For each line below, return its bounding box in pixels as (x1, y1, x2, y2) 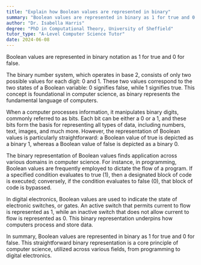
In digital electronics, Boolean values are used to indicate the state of (6, 196, 178, 203)
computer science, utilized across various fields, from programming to (6, 246, 181, 252)
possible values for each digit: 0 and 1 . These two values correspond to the (6, 78, 193, 85)
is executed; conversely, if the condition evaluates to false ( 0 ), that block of (6, 178, 193, 184)
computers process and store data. (6, 221, 93, 228)
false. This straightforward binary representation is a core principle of (6, 239, 179, 246)
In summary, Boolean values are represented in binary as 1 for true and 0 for (6, 233, 195, 240)
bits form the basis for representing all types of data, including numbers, (6, 121, 186, 128)
